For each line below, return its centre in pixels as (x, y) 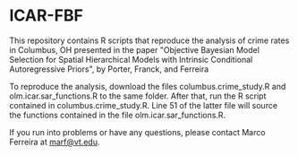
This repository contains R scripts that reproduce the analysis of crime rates (149, 40)
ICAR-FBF (46, 16)
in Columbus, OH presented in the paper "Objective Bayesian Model (134, 49)
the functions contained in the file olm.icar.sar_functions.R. (118, 115)
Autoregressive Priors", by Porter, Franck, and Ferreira (109, 69)
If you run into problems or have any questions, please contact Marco (137, 132)
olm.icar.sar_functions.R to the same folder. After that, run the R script (138, 96)
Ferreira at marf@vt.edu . (55, 142)
